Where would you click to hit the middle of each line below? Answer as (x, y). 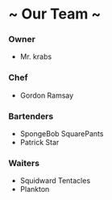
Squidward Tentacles (55, 181)
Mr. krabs (36, 56)
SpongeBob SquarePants (62, 134)
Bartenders (31, 116)
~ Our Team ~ (55, 14)
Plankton (35, 190)
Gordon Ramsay (47, 95)
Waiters (24, 163)
